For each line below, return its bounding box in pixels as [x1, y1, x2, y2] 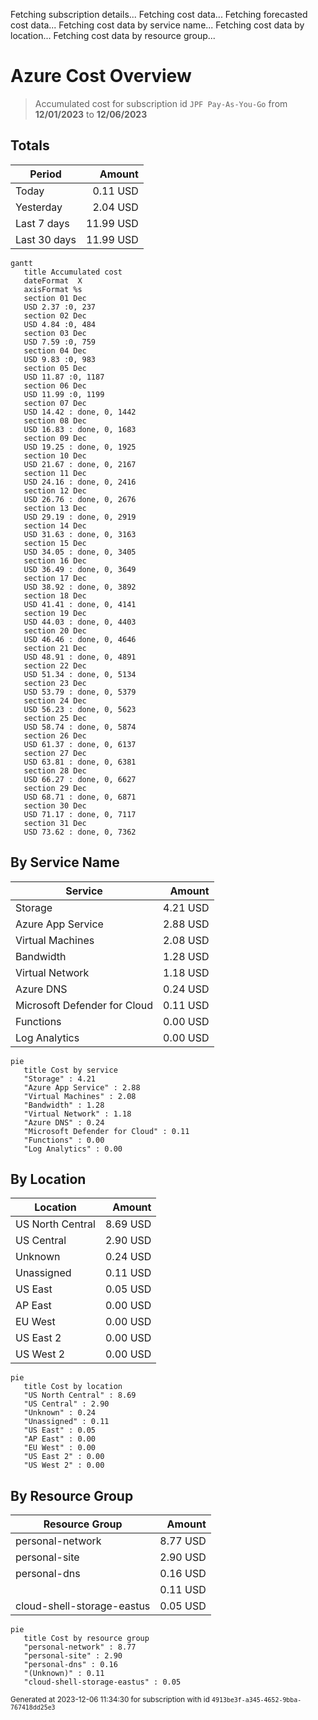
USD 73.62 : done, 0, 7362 [23, 827, 137, 837]
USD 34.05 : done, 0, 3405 [23, 547, 137, 557]
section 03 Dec [23, 328, 87, 338]
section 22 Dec [23, 660, 87, 671]
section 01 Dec [23, 293, 87, 303]
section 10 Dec [23, 450, 87, 461]
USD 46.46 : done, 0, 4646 [23, 634, 137, 644]
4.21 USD [163, 900, 210, 914]
